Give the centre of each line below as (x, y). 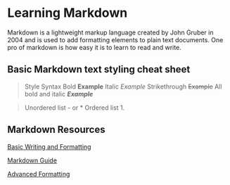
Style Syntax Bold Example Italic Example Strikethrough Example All (123, 87)
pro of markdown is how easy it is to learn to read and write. (94, 47)
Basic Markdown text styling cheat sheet (99, 69)
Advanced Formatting (39, 174)
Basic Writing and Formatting (49, 146)
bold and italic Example (59, 94)
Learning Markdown (68, 13)
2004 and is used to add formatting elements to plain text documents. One (115, 39)
